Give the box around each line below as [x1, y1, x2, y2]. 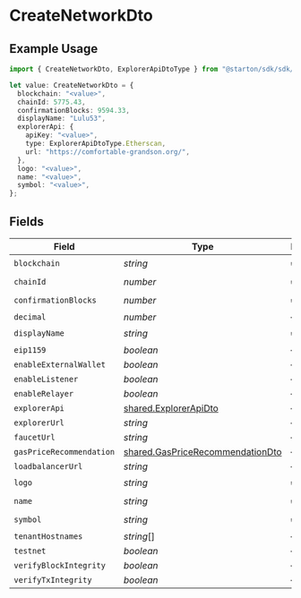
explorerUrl [13, 417, 65, 428]
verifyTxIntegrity [13, 575, 92, 585]
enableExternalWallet [13, 359, 106, 370]
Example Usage [9, 41, 99, 56]
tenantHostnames [13, 531, 83, 542]
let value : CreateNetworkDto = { [9, 81, 134, 90]
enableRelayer [13, 389, 74, 398]
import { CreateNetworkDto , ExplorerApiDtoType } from [9, 64, 219, 73]
